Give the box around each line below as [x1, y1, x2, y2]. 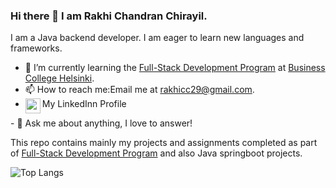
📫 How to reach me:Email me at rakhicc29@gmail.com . [24, 84, 255, 96]
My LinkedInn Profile [41, 98, 127, 110]
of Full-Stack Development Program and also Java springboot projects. [10, 147, 303, 159]
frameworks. [10, 42, 63, 54]
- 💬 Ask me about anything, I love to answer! [10, 117, 193, 129]
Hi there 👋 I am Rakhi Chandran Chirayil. [10, 9, 208, 23]
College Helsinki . [24, 72, 95, 84]
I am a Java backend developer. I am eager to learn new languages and [10, 32, 305, 44]
